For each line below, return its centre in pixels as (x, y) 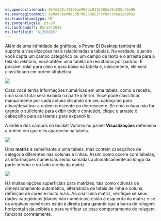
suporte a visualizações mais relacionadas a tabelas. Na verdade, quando (79, 51)
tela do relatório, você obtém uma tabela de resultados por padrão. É (74, 61)
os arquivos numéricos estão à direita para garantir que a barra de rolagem (80, 204)
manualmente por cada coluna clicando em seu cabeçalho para (69, 101)
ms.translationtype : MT (29, 18)
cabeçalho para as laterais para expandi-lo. (48, 116)
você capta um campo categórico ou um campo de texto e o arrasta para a (80, 56)
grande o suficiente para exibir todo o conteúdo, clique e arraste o (71, 111)
